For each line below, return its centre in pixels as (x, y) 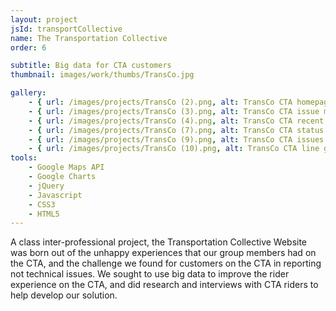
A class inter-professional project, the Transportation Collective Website (159, 242)
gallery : (28, 93)
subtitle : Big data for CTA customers (91, 66)
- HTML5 (44, 214)
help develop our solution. (64, 295)
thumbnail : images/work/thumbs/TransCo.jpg (102, 75)
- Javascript (55, 195)
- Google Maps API (66, 167)
